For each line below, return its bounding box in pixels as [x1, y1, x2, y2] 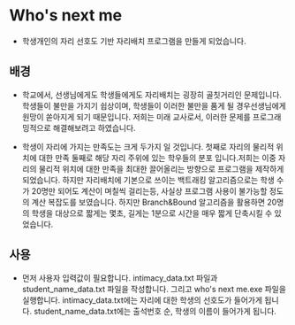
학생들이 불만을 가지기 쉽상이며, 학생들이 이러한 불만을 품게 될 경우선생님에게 [21, 100, 287, 111]
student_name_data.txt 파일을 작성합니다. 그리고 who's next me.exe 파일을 [21, 283, 287, 294]
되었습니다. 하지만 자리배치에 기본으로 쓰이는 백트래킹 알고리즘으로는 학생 [21, 174, 276, 185]
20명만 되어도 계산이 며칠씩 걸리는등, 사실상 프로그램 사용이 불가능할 [31, 185, 268, 196]
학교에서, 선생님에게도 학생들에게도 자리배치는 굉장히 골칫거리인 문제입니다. [21, 89, 283, 100]
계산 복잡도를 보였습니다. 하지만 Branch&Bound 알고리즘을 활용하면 [31, 197, 266, 207]
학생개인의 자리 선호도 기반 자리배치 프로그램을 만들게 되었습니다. [21, 35, 246, 46]
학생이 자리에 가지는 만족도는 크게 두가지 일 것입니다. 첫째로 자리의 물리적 [21, 141, 275, 151]
